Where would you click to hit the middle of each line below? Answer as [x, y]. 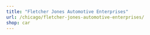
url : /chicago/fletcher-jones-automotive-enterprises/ [75, 17]
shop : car [18, 23]
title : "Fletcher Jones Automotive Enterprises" [67, 12]
